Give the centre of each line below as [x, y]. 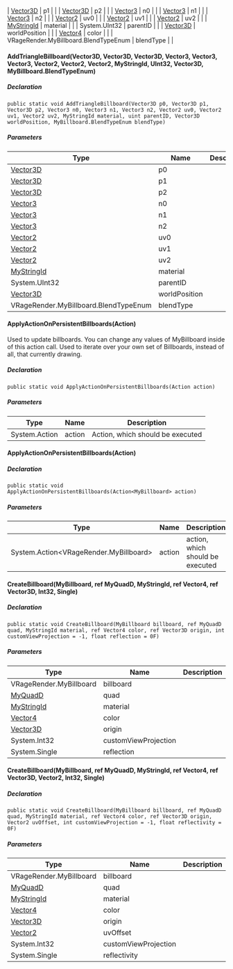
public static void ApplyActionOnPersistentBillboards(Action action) [111, 387]
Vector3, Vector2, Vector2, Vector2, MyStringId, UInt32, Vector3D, [105, 63]
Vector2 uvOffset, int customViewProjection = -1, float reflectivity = [114, 823]
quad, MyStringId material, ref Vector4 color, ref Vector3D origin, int [116, 630]
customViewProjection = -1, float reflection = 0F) [83, 636]
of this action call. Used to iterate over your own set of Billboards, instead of [116, 346]
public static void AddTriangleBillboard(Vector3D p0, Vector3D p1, [108, 104]
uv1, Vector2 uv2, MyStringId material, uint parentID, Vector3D [103, 116]
